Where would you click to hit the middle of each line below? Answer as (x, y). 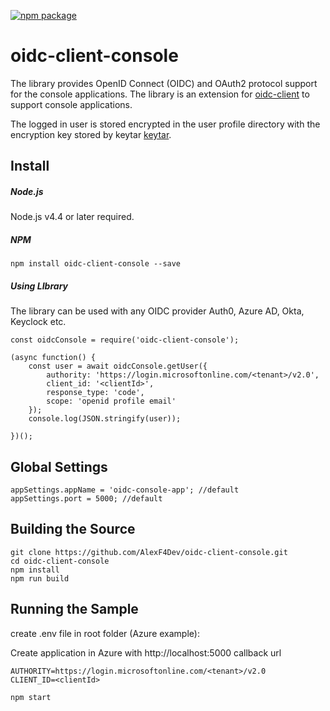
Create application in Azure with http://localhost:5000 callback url (146, 652)
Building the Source (73, 529)
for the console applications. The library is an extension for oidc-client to (160, 94)
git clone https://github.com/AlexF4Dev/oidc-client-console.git (149, 552)
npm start (31, 697)
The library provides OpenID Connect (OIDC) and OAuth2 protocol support (164, 83)
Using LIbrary (39, 286)
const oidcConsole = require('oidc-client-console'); (125, 340)
